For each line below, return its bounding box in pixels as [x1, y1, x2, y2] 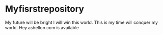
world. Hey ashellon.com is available [5, 24, 79, 30]
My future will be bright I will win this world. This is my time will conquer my [5, 19, 158, 25]
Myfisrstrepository [5, 3, 84, 15]
